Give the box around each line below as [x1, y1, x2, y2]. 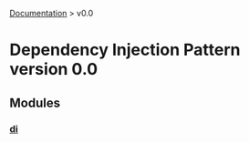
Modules [9, 95, 61, 110]
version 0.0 [9, 59, 99, 80]
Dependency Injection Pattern [9, 40, 241, 60]
